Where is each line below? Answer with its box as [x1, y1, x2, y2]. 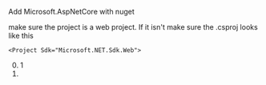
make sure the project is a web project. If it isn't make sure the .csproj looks [8, 22, 258, 31]
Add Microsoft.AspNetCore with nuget [8, 7, 135, 16]
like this [8, 31, 34, 40]
